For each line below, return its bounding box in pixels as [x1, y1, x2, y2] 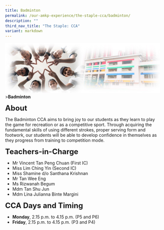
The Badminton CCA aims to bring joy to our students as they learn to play [5, 117, 155, 123]
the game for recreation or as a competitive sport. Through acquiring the [5, 122, 152, 128]
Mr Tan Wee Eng [12, 176, 46, 181]
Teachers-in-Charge [5, 147, 79, 156]
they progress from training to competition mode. [5, 137, 105, 143]
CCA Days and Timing [5, 201, 83, 210]
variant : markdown [5, 28, 43, 34]
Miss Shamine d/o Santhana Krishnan [12, 171, 88, 177]
